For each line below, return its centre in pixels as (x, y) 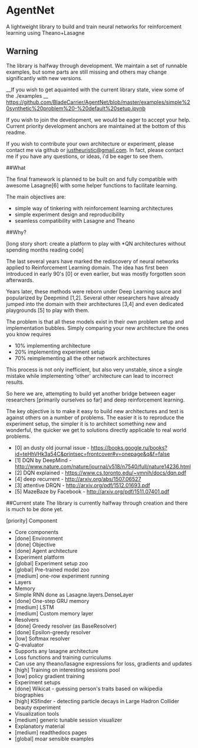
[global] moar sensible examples (54, 739)
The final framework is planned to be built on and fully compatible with (92, 179)
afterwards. (20, 280)
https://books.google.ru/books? (129, 447)
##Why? (16, 232)
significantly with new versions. (44, 78)
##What (16, 167)
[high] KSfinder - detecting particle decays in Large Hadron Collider (97, 701)
